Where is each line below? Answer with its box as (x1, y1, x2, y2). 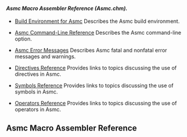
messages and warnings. (14, 53, 76, 60)
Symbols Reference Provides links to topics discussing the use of (14, 82, 174, 89)
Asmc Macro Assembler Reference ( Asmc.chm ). (6, 5, 128, 12)
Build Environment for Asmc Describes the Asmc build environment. (14, 18, 180, 25)
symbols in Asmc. (14, 88, 58, 95)
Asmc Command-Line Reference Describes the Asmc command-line (14, 29, 182, 36)
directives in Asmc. (14, 71, 61, 78)
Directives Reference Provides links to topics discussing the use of (14, 65, 177, 72)
